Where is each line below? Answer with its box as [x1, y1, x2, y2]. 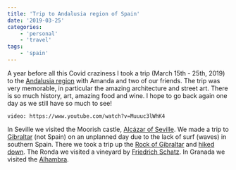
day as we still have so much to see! [7, 99, 113, 107]
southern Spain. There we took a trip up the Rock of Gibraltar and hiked [7, 140, 215, 148]
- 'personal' [20, 30, 58, 37]
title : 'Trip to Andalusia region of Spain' [7, 10, 140, 18]
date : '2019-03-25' [7, 17, 65, 24]
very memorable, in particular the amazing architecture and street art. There [7, 84, 228, 92]
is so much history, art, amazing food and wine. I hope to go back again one [7, 91, 228, 99]
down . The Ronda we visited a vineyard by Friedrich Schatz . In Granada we [7, 147, 225, 156]
